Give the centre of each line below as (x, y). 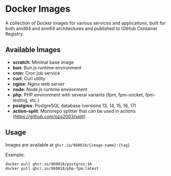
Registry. (15, 34)
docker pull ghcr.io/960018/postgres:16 (49, 164)
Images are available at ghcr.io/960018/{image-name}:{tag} (68, 145)
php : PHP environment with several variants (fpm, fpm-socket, (78, 94)
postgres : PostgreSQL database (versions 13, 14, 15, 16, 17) (74, 106)
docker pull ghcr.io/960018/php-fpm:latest (52, 169)
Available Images (33, 50)
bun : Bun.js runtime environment (47, 67)
